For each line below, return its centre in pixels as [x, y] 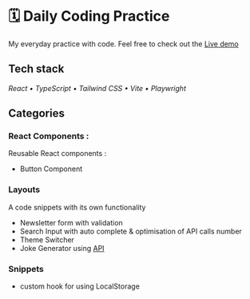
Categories [37, 114]
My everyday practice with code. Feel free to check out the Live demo [124, 44]
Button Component [51, 169]
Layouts [24, 189]
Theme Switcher [47, 239]
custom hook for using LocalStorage [79, 286]
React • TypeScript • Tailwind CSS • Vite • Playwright [97, 88]
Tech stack [36, 69]
